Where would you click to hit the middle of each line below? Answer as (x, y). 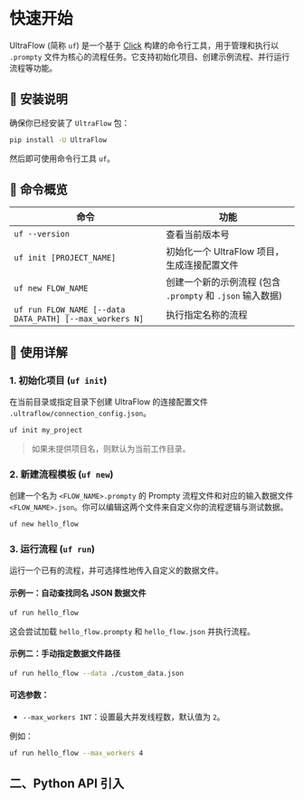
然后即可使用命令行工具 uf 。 (62, 158)
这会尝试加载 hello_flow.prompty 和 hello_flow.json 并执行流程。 (132, 631)
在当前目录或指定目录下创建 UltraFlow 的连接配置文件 (109, 402)
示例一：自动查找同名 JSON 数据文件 (78, 593)
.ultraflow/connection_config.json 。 (81, 414)
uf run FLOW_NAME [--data (70, 310)
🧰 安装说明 (38, 99)
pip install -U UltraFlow (58, 140)
